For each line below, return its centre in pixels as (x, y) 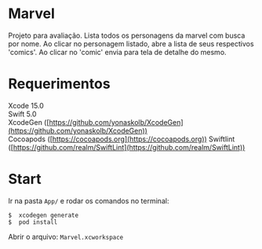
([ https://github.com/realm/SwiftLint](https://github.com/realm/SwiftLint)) (127, 147)
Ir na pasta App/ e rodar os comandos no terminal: (89, 200)
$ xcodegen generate (44, 215)
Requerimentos (60, 84)
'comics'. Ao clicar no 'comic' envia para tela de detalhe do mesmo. (117, 52)
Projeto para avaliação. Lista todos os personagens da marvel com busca (127, 35)
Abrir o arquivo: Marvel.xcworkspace (66, 236)
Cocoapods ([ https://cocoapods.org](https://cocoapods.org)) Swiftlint (122, 139)
